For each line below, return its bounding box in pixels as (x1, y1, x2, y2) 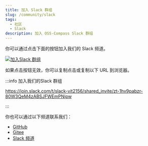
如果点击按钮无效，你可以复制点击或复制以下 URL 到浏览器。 (5, 67, 132, 73)
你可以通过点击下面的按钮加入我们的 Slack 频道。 (5, 46, 108, 51)
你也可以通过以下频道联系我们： (5, 114, 72, 120)
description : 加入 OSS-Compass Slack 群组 (5, 31, 93, 36)
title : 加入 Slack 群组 (5, 7, 52, 13)
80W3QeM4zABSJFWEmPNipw (5, 93, 72, 99)
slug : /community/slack (5, 12, 56, 17)
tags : (5, 17, 17, 22)
